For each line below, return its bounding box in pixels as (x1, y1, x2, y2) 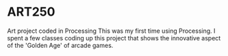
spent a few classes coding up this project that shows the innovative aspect (7, 33, 221, 42)
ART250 (7, 4, 55, 20)
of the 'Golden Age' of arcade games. (7, 41, 114, 49)
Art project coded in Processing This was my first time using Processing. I (7, 27, 216, 35)
